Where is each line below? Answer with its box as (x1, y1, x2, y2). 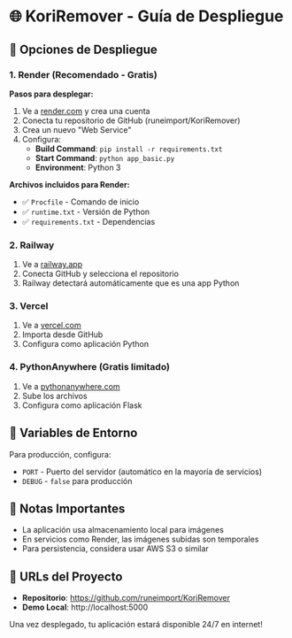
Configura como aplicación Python (21, 339, 149, 350)
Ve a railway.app (21, 259, 82, 270)
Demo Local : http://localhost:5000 (21, 602, 149, 612)
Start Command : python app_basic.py (35, 152, 175, 163)
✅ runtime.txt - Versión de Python (21, 206, 150, 217)
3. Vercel (9, 300, 49, 312)
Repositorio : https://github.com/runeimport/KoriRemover (21, 593, 231, 603)
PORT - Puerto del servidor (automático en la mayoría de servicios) (21, 466, 263, 477)
